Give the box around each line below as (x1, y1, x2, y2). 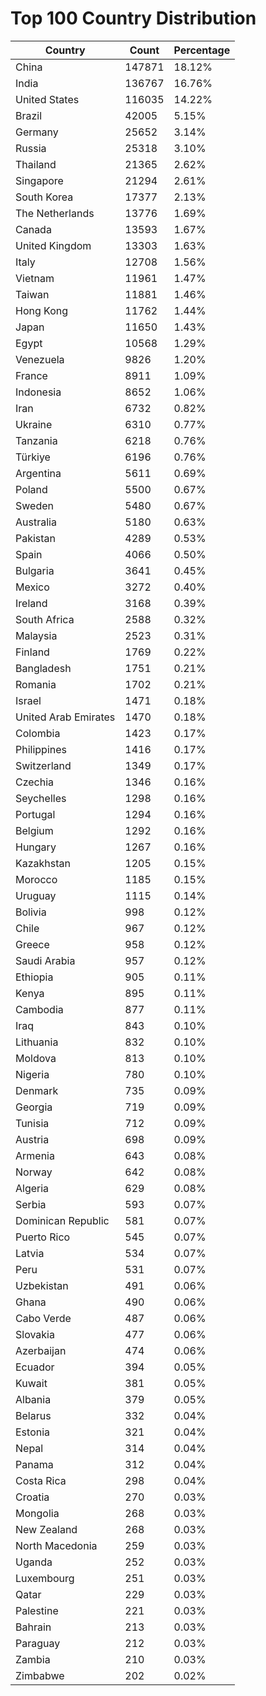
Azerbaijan (15, 1343, 67, 1357)
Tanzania (15, 433, 58, 447)
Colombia (15, 726, 61, 740)
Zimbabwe (15, 1668, 65, 1682)
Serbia (15, 1197, 47, 1211)
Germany (15, 125, 59, 139)
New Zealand (15, 1522, 78, 1536)
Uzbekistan (15, 1278, 69, 1292)
